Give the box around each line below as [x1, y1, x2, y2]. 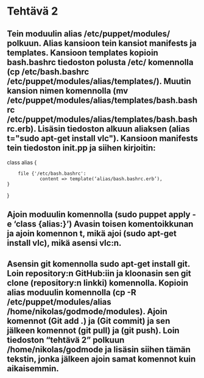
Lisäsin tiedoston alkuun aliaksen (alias [38, 124, 191, 134]
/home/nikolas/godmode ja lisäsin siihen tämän [7, 344, 191, 354]
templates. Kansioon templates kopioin [7, 47, 159, 58]
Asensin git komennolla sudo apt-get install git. [7, 259, 191, 269]
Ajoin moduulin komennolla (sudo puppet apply [7, 209, 191, 220]
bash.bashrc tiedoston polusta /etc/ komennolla [7, 57, 194, 68]
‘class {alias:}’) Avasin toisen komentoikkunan [13, 219, 194, 229]
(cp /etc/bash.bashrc [7, 66, 90, 77]
